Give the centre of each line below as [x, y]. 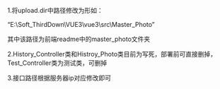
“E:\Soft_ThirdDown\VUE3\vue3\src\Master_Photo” [81, 24]
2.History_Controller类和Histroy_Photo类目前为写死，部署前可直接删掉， [112, 54]
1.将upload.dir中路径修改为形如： [56, 10]
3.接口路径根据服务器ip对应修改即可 [59, 78]
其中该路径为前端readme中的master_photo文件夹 [79, 39]
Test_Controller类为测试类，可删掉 [57, 63]
